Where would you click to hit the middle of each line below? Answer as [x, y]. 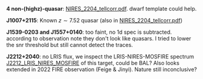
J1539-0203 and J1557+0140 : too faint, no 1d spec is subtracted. [89, 32]
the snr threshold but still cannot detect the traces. [70, 45]
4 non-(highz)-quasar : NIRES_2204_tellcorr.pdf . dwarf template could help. [101, 9]
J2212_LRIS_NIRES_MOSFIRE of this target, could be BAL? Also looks [93, 63]
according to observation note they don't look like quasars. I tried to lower [99, 38]
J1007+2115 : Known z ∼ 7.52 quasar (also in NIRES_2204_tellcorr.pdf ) [95, 20]
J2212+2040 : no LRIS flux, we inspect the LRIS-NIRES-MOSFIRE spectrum [100, 56]
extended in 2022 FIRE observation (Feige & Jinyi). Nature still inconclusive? [102, 69]
